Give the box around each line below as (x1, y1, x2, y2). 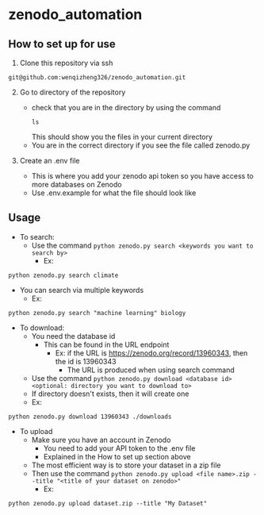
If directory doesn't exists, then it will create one (31, 389, 189, 398)
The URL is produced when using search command (67, 365, 235, 375)
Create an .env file (19, 156, 81, 165)
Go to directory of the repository (19, 87, 126, 97)
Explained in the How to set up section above (43, 452, 192, 461)
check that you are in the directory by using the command (31, 103, 221, 112)
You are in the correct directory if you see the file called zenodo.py (31, 140, 251, 150)
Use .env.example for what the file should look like (31, 188, 197, 198)
